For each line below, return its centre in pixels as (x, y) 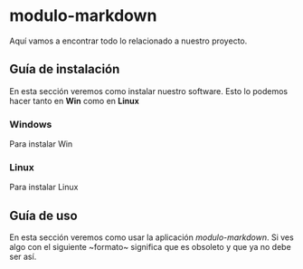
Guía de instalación (65, 69)
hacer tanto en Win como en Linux (75, 101)
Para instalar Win (41, 144)
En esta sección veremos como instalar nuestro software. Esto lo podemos (148, 91)
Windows (31, 124)
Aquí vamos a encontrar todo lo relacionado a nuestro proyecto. (128, 41)
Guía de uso (44, 215)
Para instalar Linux (44, 187)
